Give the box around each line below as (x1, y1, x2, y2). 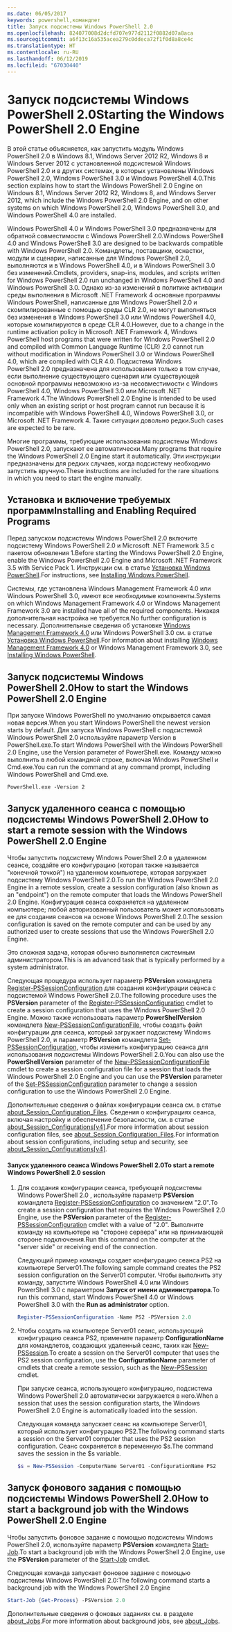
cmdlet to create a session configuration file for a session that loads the (7, 1065, 212, 1073)
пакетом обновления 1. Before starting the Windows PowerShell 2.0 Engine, (7, 549, 224, 557)
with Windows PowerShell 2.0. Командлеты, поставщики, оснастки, (7, 246, 204, 254)
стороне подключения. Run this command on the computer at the (17, 1235, 206, 1244)
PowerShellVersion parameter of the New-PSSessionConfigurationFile (7, 1057, 210, 1066)
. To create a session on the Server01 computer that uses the (47, 1349, 220, 1357)
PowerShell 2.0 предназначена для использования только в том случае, (7, 364, 220, 372)
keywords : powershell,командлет (7, 17, 100, 24)
